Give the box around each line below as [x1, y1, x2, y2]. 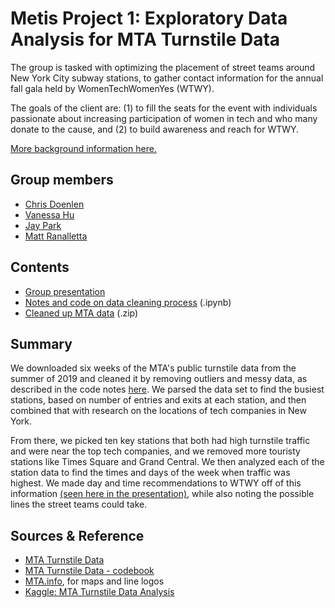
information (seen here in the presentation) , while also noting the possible [10, 488, 315, 500]
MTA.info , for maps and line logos [24, 575, 165, 587]
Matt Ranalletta [24, 230, 88, 242]
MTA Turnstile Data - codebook [24, 565, 155, 577]
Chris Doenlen [24, 198, 85, 210]
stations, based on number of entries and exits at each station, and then [10, 394, 307, 406]
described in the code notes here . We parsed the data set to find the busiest [10, 383, 325, 396]
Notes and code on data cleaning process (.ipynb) [24, 296, 232, 308]
